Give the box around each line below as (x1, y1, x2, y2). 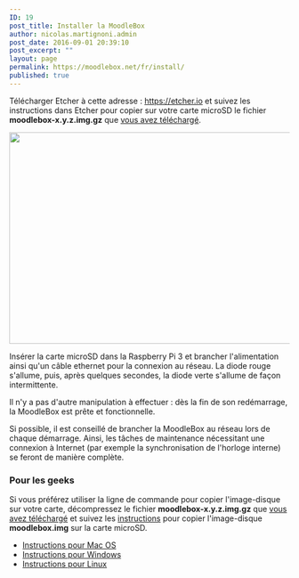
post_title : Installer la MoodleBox (9, 21, 145, 30)
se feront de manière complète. (9, 452, 125, 462)
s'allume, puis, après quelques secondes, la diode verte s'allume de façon (9, 370, 281, 380)
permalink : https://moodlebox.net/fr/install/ (9, 63, 185, 72)
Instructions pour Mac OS (21, 540, 117, 550)
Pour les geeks (9, 474, 75, 486)
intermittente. (9, 379, 59, 390)
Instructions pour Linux (21, 558, 108, 570)
